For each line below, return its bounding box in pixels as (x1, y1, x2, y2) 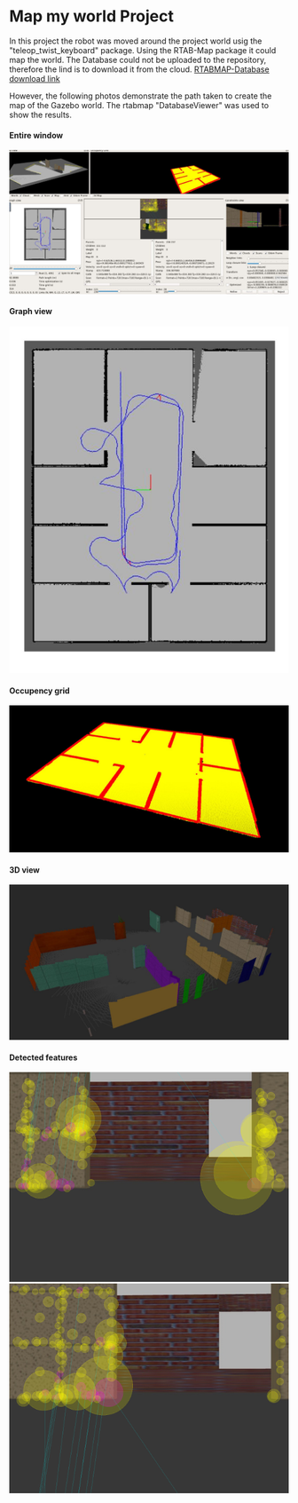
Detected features (9, 1052, 78, 1063)
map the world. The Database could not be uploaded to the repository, (9, 54, 267, 65)
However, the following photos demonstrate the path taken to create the (9, 91, 272, 101)
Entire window (9, 130, 64, 140)
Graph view (9, 306, 53, 317)
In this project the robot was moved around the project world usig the (9, 36, 263, 46)
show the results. (9, 109, 73, 120)
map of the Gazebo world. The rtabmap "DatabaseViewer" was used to (9, 99, 269, 110)
